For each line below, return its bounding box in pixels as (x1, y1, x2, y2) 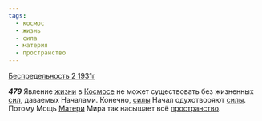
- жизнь (15, 26, 42, 34)
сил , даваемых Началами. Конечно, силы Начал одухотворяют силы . (8, 95, 247, 104)
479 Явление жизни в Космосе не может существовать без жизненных (8, 87, 254, 96)
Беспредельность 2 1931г (8, 71, 96, 80)
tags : (8, 11, 26, 20)
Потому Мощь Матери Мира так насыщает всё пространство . (8, 103, 221, 113)
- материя (15, 42, 48, 50)
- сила (15, 34, 38, 42)
